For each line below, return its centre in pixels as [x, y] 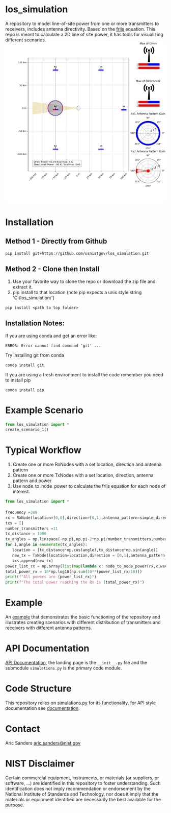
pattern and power [32, 481]
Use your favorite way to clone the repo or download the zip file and [84, 281]
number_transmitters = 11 [32, 529]
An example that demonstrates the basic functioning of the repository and [83, 617]
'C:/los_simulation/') [34, 298]
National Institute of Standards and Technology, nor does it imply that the [82, 794]
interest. [21, 492]
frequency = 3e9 [21, 512]
